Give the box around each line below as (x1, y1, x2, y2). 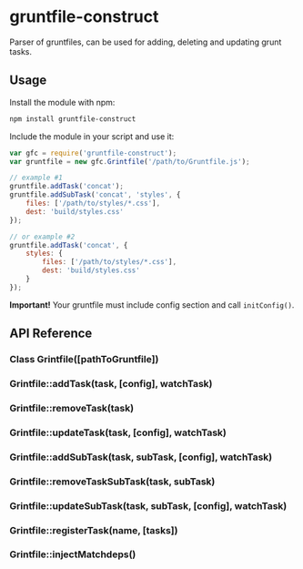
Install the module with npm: (9, 97, 116, 107)
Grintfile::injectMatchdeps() (9, 548, 136, 561)
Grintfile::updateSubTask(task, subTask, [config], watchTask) (9, 499, 288, 512)
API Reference (9, 326, 93, 341)
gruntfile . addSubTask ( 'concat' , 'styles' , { (9, 190, 181, 199)
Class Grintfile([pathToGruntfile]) (9, 353, 159, 366)
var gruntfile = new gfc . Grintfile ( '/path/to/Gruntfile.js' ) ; (9, 157, 250, 166)
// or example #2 (9, 232, 76, 241)
